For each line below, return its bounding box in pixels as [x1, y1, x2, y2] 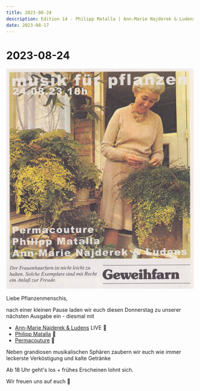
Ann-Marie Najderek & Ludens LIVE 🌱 [14, 324, 107, 331]
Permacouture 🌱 [14, 337, 55, 344]
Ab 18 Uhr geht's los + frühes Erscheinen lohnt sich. [6, 367, 134, 374]
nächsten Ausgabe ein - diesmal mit [6, 313, 95, 320]
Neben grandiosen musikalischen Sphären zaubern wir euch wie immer [6, 349, 182, 356]
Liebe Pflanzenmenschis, [6, 295, 68, 302]
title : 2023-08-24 [6, 10, 52, 15]
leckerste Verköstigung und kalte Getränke [6, 355, 111, 362]
